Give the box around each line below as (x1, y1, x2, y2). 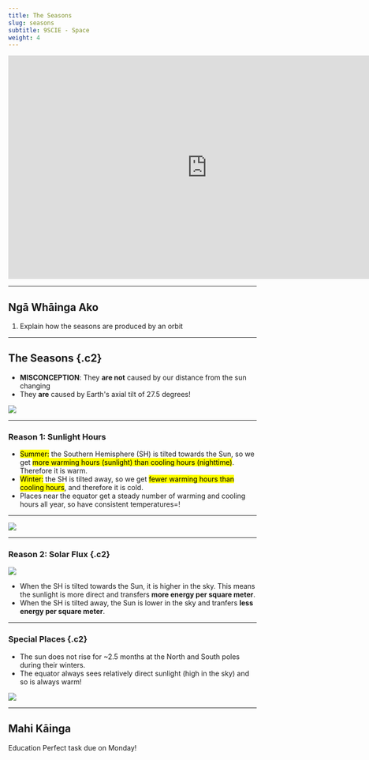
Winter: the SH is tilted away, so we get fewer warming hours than (19, 474, 235, 484)
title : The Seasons (8, 11, 73, 20)
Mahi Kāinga (8, 722, 72, 736)
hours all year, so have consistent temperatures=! (19, 500, 181, 509)
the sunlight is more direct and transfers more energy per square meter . (19, 590, 256, 600)
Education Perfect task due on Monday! (8, 743, 137, 752)
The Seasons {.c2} (8, 352, 102, 365)
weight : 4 (8, 33, 41, 42)
